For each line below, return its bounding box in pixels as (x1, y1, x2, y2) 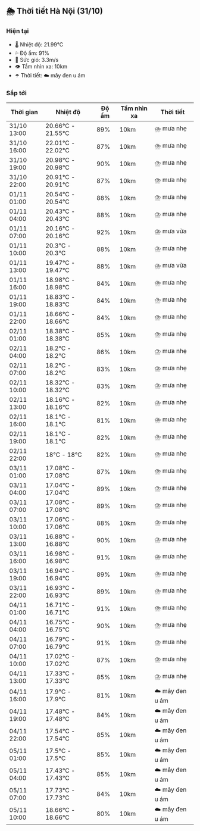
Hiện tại (6, 27, 29, 35)
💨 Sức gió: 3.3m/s (14, 56, 59, 63)
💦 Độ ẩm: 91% (14, 49, 49, 57)
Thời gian (11, 108, 39, 116)
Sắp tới (6, 89, 27, 97)
